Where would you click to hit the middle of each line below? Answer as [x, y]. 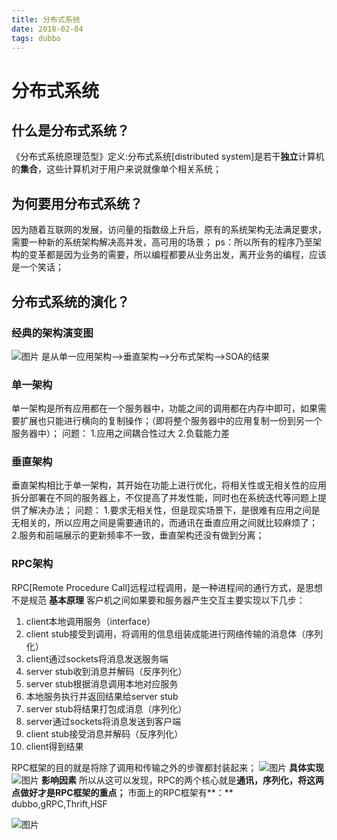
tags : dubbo [36, 38]
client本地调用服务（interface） [90, 621]
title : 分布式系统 [46, 19]
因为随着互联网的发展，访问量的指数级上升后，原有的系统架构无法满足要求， [169, 230]
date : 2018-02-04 [47, 29]
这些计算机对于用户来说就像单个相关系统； [133, 169]
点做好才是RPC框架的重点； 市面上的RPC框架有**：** [122, 792]
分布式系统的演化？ [70, 301]
